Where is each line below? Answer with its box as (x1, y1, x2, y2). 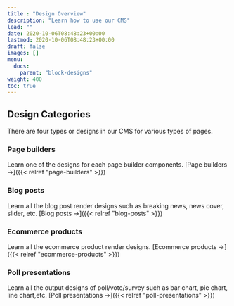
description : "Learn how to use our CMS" (7, 17, 131, 24)
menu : (7, 56, 23, 63)
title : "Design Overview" (7, 10, 86, 18)
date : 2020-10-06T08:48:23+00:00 (7, 30, 105, 37)
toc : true (7, 82, 37, 89)
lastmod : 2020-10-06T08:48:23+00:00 (7, 37, 115, 44)
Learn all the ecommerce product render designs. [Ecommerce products (7, 242, 217, 250)
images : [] (7, 50, 39, 57)
